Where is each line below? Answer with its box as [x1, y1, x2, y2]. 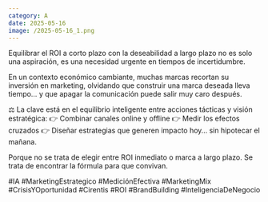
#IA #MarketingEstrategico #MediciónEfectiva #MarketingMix [8, 176, 212, 186]
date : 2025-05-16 [8, 19, 66, 27]
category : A [8, 11, 48, 20]
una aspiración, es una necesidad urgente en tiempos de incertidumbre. [8, 57, 246, 66]
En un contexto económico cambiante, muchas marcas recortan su [8, 73, 230, 82]
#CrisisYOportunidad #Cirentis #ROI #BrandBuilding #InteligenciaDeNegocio [8, 185, 261, 195]
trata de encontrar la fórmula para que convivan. [8, 161, 168, 171]
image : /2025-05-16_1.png [8, 26, 94, 34]
